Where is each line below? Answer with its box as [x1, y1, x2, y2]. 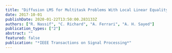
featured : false [5, 36, 40, 41]
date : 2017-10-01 [5, 12, 42, 17]
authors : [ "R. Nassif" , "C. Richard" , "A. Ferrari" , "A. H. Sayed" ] [5, 21, 155, 27]
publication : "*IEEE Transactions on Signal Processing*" [5, 40, 132, 45]
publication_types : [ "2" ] [5, 26, 60, 31]
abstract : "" [5, 31, 33, 36]
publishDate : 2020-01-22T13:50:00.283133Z [5, 17, 97, 22]
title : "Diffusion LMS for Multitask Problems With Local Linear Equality [5, 7, 168, 13]
